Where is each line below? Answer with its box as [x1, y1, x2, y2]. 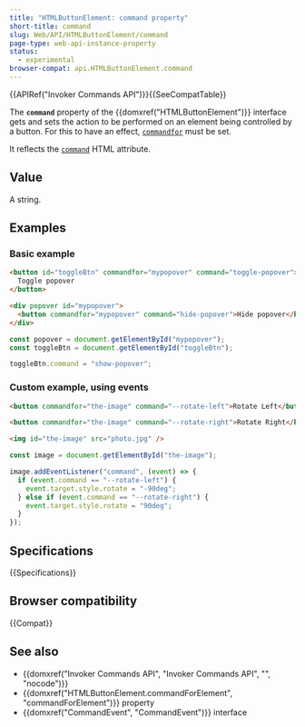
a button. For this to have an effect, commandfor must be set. [9, 125, 231, 136]
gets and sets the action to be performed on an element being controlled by [9, 115, 292, 127]
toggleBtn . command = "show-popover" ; [9, 360, 152, 369]
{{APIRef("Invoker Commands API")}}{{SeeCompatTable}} [9, 88, 227, 100]
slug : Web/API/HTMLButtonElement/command [9, 30, 169, 39]
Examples [9, 220, 66, 236]
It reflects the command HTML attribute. [9, 143, 152, 154]
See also [9, 644, 59, 660]
